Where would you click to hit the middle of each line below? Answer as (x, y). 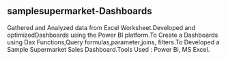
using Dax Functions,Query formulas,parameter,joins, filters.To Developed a (113, 42)
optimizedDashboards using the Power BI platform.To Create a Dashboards (113, 35)
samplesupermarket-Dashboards (80, 11)
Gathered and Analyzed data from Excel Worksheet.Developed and (101, 27)
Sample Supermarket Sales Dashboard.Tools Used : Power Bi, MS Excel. (109, 49)
